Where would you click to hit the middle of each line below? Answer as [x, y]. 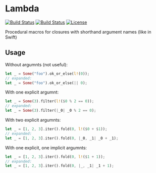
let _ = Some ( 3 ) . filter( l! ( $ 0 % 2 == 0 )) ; [50, 101]
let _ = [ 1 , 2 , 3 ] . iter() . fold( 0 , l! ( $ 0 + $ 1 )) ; [56, 129]
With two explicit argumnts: [33, 120]
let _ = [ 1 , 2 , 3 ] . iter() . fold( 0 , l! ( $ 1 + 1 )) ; [55, 157]
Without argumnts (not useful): [36, 64]
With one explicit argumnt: [32, 92]
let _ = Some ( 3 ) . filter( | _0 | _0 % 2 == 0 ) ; [51, 111]
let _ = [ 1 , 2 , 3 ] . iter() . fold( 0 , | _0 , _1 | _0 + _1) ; [62, 138]
